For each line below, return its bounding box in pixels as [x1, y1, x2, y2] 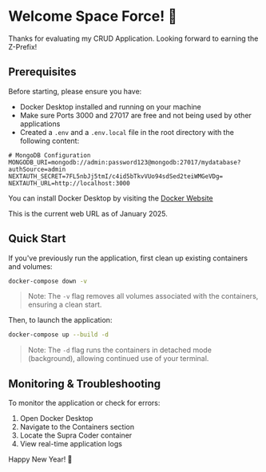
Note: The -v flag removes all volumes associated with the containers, [27, 292, 259, 301]
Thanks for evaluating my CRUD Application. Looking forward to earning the [8, 34, 259, 43]
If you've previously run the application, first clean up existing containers [8, 253, 248, 263]
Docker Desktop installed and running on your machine [19, 101, 201, 111]
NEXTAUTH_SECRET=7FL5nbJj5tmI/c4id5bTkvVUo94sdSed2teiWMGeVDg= [8, 172, 224, 180]
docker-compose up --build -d [8, 331, 109, 339]
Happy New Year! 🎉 [8, 454, 73, 464]
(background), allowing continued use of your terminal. [27, 354, 209, 363]
